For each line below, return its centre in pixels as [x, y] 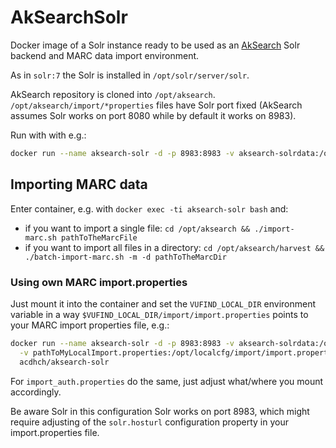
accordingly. [36, 392]
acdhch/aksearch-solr [64, 362]
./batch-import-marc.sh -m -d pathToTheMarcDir [125, 257]
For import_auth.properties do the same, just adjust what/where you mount [167, 381]
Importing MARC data [79, 184]
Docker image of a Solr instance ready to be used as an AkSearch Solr [155, 45]
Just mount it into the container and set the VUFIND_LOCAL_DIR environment [163, 303]
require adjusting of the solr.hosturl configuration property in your [149, 422]
